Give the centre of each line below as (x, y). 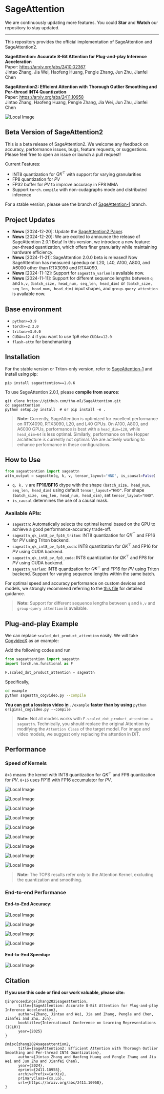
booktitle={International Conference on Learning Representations (87, 1023)
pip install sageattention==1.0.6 (40, 383)
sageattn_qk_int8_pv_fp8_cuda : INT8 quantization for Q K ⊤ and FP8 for (83, 557)
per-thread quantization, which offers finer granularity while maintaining (84, 247)
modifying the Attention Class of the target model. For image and (83, 729)
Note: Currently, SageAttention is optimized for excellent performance (87, 418)
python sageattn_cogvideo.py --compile (46, 695)
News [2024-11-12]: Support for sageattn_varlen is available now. (78, 273)
